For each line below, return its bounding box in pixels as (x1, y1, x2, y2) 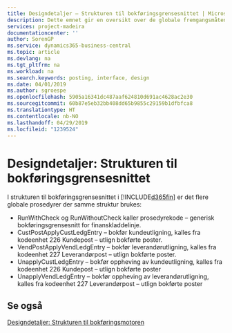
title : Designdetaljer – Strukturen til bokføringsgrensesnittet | (7, 10, 206, 17)
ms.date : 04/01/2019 (7, 81, 67, 88)
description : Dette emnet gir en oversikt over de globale (7, 17, 181, 23)
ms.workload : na (7, 68, 54, 75)
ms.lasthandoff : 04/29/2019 (7, 119, 88, 126)
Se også (7, 300, 43, 312)
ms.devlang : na (7, 55, 51, 62)
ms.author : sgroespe (7, 87, 67, 94)
